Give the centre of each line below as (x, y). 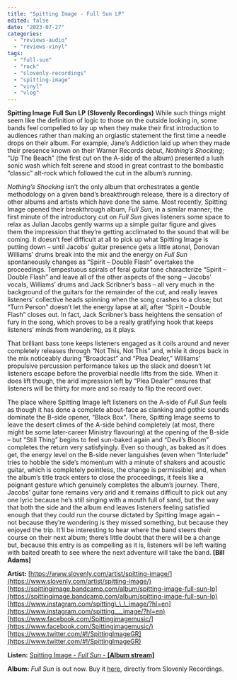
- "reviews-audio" (41, 40)
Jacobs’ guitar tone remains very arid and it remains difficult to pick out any (117, 492)
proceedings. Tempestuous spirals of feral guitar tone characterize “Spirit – (117, 270)
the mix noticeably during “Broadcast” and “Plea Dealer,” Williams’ (104, 359)
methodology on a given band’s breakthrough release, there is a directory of (118, 195)
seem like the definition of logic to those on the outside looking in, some (112, 120)
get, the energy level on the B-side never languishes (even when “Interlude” (118, 455)
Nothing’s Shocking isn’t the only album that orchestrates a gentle (103, 187)
